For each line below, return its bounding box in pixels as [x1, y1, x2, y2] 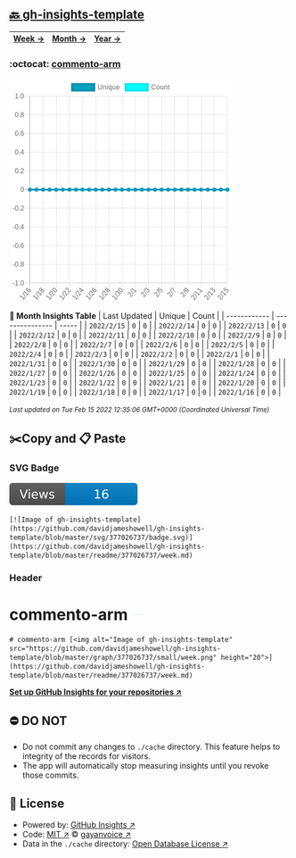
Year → [94, 33, 122, 44]
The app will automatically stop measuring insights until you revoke [21, 761, 269, 771]
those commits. [21, 770, 79, 780]
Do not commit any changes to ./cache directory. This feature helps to [21, 741, 281, 753]
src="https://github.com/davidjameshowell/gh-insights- [9, 644, 221, 653]
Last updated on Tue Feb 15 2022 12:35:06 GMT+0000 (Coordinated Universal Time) [9, 405, 270, 414]
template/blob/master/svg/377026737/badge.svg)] [9, 533, 193, 542]
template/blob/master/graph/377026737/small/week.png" [9, 653, 218, 662]
